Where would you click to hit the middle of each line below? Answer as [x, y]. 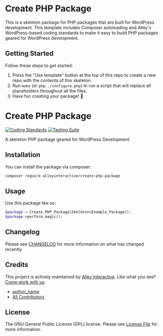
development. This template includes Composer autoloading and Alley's [78, 27]
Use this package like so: [31, 203]
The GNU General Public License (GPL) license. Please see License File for [81, 324]
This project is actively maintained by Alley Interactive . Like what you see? [81, 277]
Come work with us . [25, 282]
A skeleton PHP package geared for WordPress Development [67, 139]
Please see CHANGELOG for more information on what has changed [75, 244]
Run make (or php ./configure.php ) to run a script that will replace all [81, 85]
